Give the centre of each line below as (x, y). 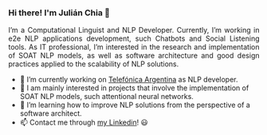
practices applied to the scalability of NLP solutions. (94, 64)
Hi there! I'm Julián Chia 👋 (59, 13)
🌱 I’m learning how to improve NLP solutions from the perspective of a (135, 105)
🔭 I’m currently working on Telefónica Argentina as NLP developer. (129, 80)
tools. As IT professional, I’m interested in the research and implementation (134, 47)
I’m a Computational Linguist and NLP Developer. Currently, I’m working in (134, 30)
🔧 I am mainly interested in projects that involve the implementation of (134, 88)
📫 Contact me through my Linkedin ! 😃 (84, 122)
